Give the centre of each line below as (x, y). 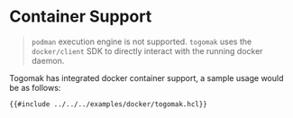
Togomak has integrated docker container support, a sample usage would (146, 77)
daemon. (48, 60)
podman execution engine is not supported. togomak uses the (142, 41)
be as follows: (35, 87)
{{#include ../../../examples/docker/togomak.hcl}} (108, 104)
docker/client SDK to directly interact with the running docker (147, 50)
